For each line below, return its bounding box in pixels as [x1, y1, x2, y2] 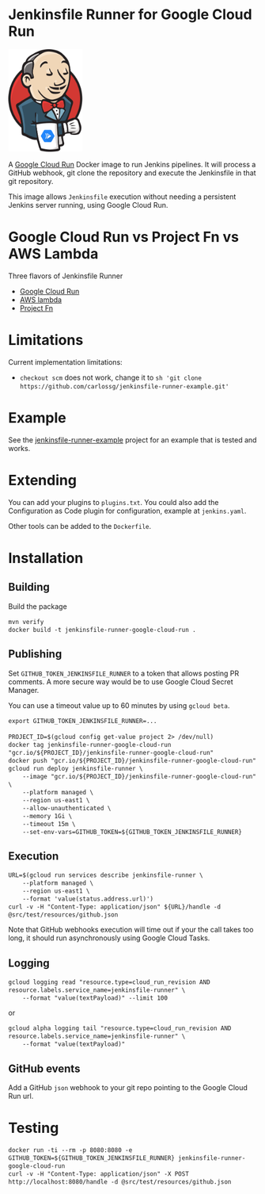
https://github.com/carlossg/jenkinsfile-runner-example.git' [19, 382, 229, 390]
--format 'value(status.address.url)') [22, 895, 154, 903]
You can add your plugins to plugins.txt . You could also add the [8, 497, 219, 507]
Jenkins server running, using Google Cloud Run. [8, 200, 168, 209]
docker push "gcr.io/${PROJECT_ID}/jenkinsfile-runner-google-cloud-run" [8, 756, 257, 764]
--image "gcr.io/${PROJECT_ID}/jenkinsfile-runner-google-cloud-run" [22, 772, 257, 780]
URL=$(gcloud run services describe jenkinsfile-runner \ [8, 871, 203, 879]
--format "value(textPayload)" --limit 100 [22, 994, 168, 1002]
